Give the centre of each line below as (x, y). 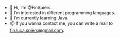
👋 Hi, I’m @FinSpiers (30, 8)
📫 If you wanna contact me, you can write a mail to (61, 23)
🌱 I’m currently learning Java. (39, 18)
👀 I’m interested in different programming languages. (62, 13)
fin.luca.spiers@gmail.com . (37, 30)
